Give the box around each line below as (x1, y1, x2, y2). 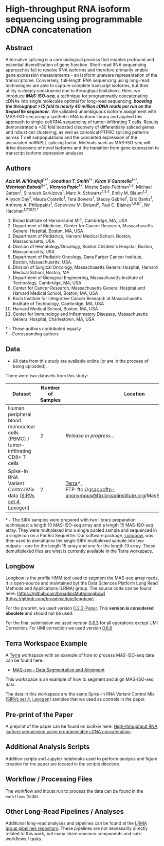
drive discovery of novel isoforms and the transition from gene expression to (5, 145, 159, 151)
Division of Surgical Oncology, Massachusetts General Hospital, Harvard (12, 264, 158, 270)
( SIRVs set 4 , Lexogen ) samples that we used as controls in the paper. (5, 696, 146, 702)
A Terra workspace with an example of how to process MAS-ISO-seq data (5, 652, 155, 658)
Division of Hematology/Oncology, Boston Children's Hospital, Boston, (12, 243, 154, 249)
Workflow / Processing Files (5, 775, 93, 783)
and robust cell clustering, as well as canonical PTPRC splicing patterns (5, 130, 149, 135)
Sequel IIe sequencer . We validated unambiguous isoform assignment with (5, 108, 157, 114)
